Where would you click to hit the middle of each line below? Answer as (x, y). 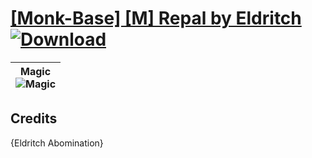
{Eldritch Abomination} (57, 143)
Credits (34, 118)
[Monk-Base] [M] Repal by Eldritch (156, 18)
